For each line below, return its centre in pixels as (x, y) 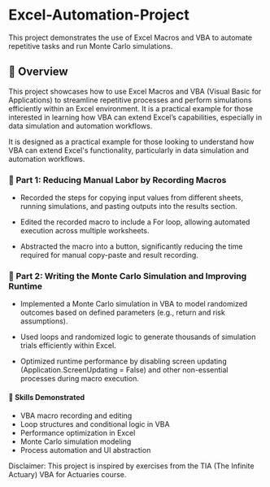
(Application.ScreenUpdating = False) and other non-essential (124, 370)
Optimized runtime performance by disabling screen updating (123, 361)
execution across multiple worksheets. (85, 231)
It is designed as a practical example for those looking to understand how (131, 141)
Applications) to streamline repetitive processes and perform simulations (130, 100)
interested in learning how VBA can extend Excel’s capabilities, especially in (135, 117)
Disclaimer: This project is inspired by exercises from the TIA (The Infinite (131, 466)
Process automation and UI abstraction (85, 450)
